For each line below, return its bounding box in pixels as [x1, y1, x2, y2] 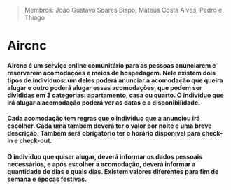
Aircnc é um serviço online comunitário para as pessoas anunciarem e [7, 61, 216, 69]
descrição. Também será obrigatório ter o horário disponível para [7, 129, 201, 138]
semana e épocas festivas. [7, 175, 87, 183]
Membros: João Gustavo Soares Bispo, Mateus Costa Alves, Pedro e [24, 6, 223, 14]
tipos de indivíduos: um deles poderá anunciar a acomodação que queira [7, 76, 224, 85]
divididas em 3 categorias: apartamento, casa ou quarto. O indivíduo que [7, 91, 224, 99]
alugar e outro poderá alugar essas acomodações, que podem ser [7, 83, 203, 92]
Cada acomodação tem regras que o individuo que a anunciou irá [7, 115, 201, 123]
